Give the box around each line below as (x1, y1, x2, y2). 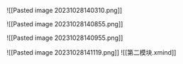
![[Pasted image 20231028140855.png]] (6, 20, 123, 28)
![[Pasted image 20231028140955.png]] (6, 33, 123, 42)
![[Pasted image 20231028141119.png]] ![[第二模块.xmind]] (6, 48, 177, 56)
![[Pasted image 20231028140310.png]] (6, 6, 123, 14)
